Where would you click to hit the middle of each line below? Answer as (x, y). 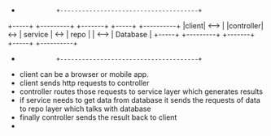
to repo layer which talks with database (85, 108)
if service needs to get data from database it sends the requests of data (140, 100)
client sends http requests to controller (84, 83)
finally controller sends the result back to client (98, 117)
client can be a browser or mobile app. (84, 74)
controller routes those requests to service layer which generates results (141, 91)
